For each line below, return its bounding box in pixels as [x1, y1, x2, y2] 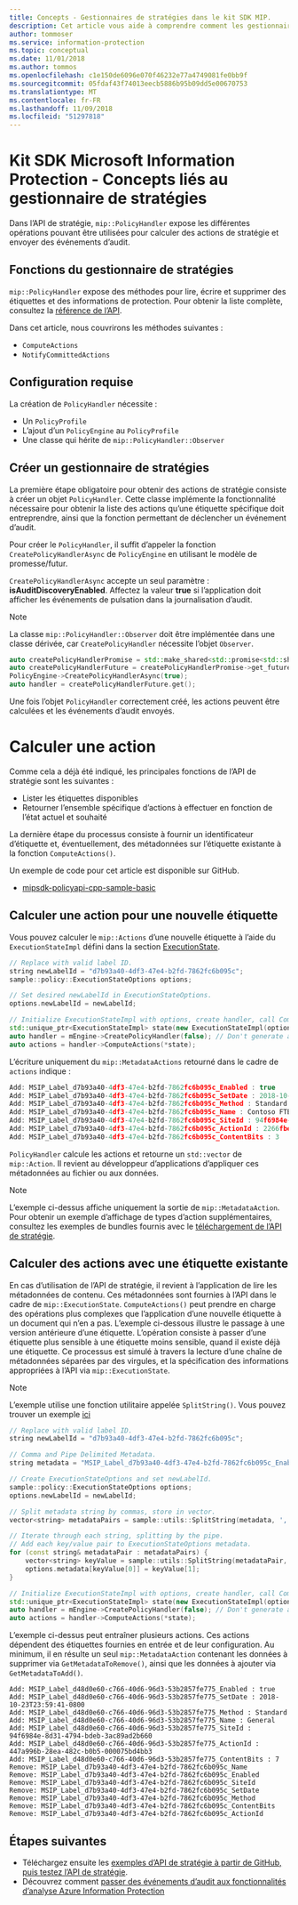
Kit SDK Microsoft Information [9, 150, 235, 171]
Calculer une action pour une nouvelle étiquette [9, 908, 278, 924]
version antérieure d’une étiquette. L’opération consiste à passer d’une [9, 1327, 267, 1337]
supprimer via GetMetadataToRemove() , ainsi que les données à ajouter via [9, 1659, 277, 1669]
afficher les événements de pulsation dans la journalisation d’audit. [9, 593, 253, 605]
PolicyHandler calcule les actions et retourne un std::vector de [9, 1149, 242, 1159]
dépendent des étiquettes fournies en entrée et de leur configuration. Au [9, 1639, 275, 1651]
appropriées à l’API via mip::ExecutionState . [9, 1365, 170, 1376]
